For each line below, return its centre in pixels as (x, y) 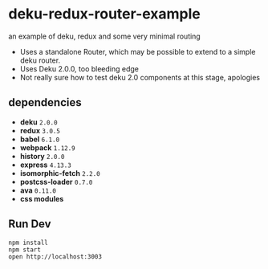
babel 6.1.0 (40, 139)
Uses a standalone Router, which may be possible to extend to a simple (138, 51)
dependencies (45, 102)
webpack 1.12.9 (48, 147)
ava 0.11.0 (38, 190)
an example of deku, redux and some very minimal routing (104, 36)
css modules (42, 198)
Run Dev (30, 224)
